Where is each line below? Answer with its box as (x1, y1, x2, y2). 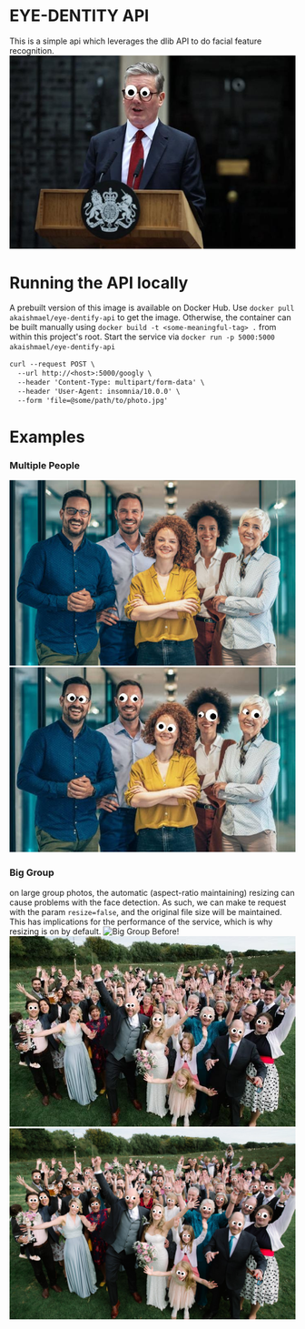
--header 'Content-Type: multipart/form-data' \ (17, 378, 205, 388)
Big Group (9, 866, 54, 879)
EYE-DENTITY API (9, 5, 150, 26)
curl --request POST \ (9, 360, 95, 369)
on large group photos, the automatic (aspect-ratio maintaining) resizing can (9, 887, 295, 898)
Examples (9, 427, 85, 447)
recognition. (9, 45, 54, 55)
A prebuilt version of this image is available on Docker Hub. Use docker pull (9, 302, 295, 314)
